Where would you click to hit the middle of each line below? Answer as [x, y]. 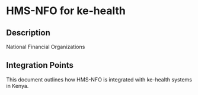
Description [28, 33]
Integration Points [40, 65]
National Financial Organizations [46, 47]
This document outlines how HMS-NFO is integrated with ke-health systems [99, 79]
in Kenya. [17, 86]
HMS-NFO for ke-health [66, 11]
